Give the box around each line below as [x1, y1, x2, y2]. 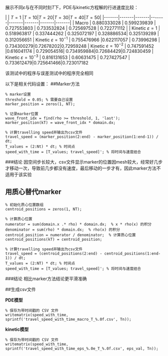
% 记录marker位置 [5, 111, 39, 116]
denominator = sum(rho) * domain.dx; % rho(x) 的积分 [5, 227, 120, 232]
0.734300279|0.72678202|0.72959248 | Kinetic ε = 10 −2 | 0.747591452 [5, 42, 154, 49]
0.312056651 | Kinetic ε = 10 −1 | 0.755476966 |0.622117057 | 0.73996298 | [5, 36, 160, 43]
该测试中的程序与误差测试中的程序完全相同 [5, 70, 94, 76]
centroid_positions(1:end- [104, 251, 161, 256]
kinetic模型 [5, 326, 29, 332]
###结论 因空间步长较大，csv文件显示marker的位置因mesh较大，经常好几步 [5, 159, 163, 165]
